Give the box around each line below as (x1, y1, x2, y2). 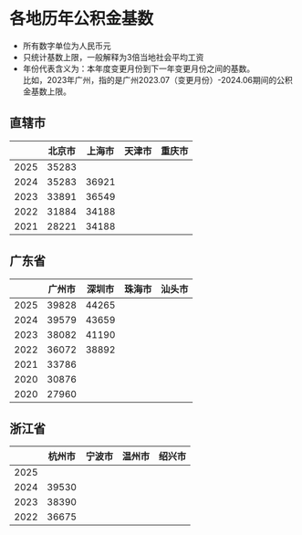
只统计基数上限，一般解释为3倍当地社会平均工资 (22, 51, 204, 62)
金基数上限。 (22, 86, 71, 97)
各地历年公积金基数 (9, 8, 154, 29)
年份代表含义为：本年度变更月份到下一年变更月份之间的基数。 (22, 63, 255, 74)
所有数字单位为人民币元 (22, 40, 111, 51)
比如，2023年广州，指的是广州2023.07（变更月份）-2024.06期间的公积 (22, 74, 294, 85)
